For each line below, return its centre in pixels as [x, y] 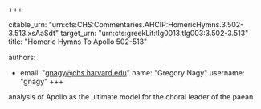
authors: [22, 57]
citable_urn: [28, 24]
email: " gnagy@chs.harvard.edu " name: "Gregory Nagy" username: [132, 73]
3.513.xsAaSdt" [33, 33]
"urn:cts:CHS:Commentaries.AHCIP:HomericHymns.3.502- [146, 24]
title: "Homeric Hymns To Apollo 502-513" [78, 42]
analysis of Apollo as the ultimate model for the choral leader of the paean [131, 97]
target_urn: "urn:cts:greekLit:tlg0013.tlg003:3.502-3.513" [154, 33]
